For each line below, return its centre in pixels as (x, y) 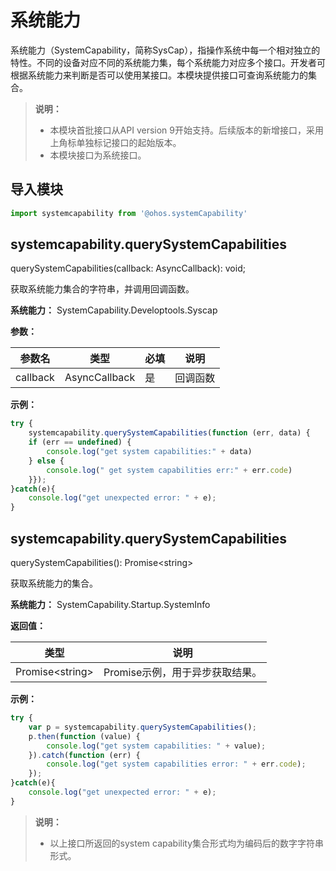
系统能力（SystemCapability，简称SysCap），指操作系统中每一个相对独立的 (165, 50)
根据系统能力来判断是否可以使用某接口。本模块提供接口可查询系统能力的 (159, 75)
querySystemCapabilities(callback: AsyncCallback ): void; (128, 268)
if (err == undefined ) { (80, 442)
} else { (46, 461)
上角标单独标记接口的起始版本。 (115, 142)
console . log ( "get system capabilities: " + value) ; (156, 746)
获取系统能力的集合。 (54, 583)
